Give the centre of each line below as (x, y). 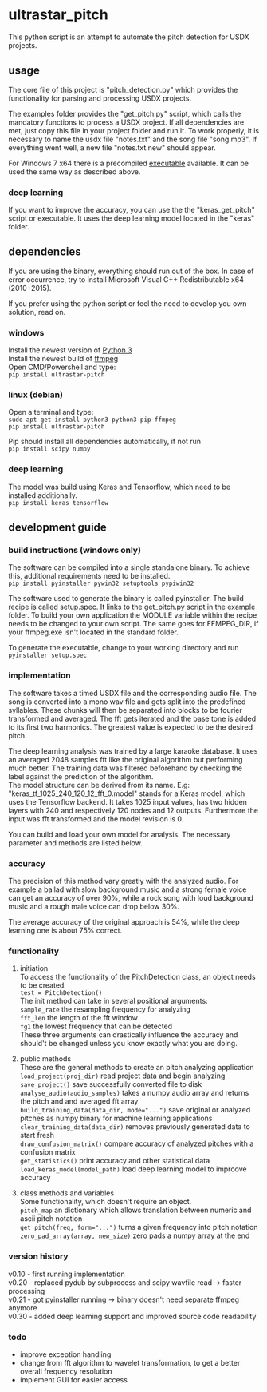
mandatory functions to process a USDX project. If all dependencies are (126, 122)
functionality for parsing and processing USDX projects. (100, 98)
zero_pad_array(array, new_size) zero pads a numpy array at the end (135, 1235)
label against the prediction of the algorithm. (81, 776)
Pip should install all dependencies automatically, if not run (105, 442)
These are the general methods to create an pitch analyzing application (137, 1068)
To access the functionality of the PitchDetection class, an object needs (138, 977)
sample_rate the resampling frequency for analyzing (105, 1009)
